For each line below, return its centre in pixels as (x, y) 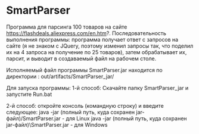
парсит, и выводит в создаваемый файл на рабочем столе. (81, 58)
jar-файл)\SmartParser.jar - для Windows (57, 124)
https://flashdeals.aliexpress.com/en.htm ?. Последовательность (86, 33)
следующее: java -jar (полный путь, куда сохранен (71, 112)
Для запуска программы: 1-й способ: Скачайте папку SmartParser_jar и (97, 88)
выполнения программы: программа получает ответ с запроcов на (92, 39)
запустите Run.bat (29, 94)
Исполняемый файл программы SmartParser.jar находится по (84, 70)
